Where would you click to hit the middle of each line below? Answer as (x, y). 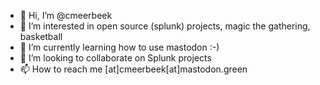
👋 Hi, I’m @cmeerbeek (66, 15)
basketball (41, 36)
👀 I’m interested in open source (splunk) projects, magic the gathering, (165, 26)
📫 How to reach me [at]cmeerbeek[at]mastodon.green (133, 69)
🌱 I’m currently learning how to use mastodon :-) (119, 47)
